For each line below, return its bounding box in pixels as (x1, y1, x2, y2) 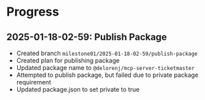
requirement (16, 78, 51, 86)
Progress (6, 4, 60, 20)
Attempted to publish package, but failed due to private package (16, 71, 199, 79)
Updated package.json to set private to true (16, 86, 140, 93)
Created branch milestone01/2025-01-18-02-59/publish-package (16, 49, 198, 57)
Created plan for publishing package (16, 56, 120, 65)
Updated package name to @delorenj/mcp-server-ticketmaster (16, 64, 195, 71)
